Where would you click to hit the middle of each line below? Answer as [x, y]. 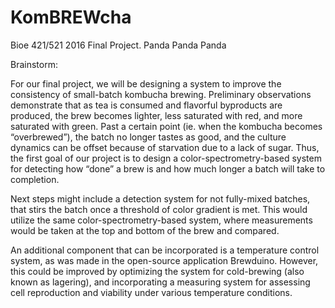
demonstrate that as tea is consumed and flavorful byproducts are [146, 105]
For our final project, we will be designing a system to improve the [146, 83]
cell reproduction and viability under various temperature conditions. [151, 292]
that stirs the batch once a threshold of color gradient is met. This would [159, 209]
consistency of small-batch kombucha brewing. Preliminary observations [161, 94]
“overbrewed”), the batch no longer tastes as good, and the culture [148, 137]
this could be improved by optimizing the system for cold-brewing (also [157, 271]
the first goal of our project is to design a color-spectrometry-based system [166, 158]
